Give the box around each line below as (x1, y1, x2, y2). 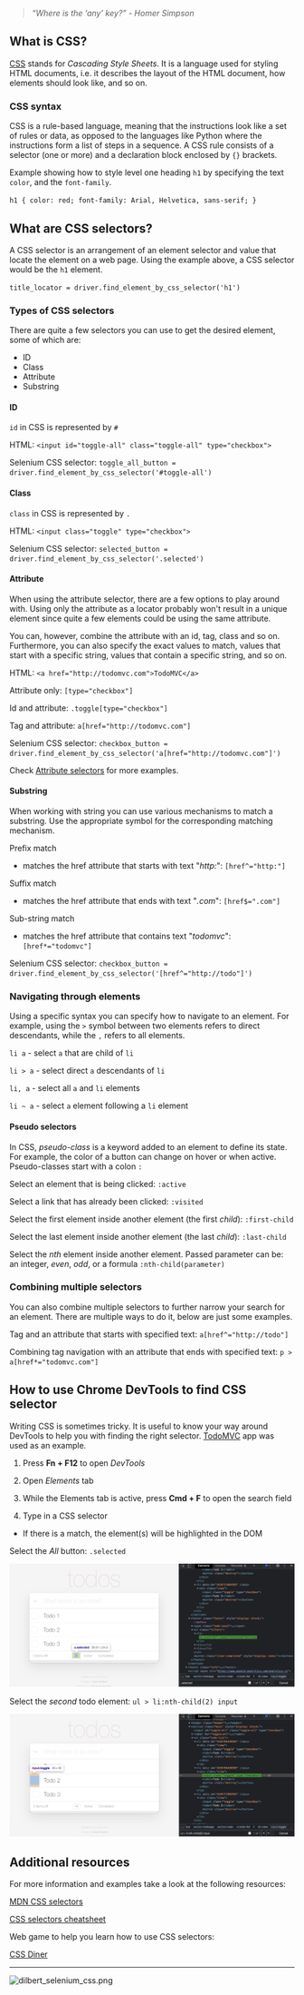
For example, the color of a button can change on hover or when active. (9, 1151, 277, 1162)
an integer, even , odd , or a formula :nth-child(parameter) (9, 1258, 225, 1269)
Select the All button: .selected (9, 1545, 127, 1556)
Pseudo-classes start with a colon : (9, 1161, 143, 1172)
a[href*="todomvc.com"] (9, 1357, 100, 1367)
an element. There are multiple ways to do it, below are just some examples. (9, 1311, 293, 1322)
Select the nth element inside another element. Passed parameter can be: (9, 1248, 284, 1260)
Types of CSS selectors (9, 304, 115, 317)
